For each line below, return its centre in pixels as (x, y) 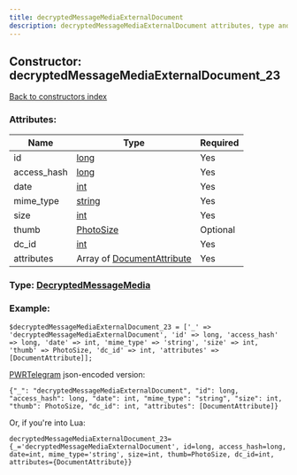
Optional (218, 230)
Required (220, 143)
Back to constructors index (58, 97)
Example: (30, 308)
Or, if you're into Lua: (47, 423)
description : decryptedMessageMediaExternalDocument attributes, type (142, 26)
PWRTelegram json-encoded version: (77, 374)
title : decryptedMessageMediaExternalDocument (96, 17)
